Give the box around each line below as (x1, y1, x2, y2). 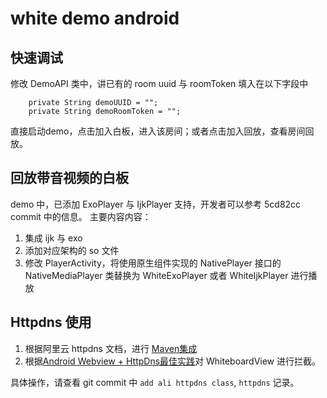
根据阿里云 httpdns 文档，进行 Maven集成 (24, 342, 198, 354)
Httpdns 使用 (10, 314, 92, 331)
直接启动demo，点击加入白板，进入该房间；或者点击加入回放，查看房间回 (10, 125, 315, 137)
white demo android (10, 7, 180, 30)
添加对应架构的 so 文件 (24, 244, 120, 256)
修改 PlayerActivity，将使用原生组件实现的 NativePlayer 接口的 (24, 257, 282, 269)
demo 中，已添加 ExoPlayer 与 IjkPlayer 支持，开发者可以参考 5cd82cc (10, 198, 302, 210)
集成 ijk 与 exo (24, 232, 83, 244)
